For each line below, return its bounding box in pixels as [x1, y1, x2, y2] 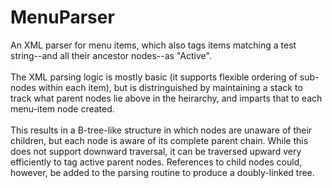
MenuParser [10, 6, 115, 29]
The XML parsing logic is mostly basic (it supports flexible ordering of [10, 71, 298, 83]
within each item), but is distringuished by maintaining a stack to [38, 81, 303, 93]
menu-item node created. [10, 102, 115, 115]
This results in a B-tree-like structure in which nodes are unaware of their [10, 124, 313, 136]
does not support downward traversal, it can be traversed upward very [10, 145, 302, 157]
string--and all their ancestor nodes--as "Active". [10, 49, 212, 61]
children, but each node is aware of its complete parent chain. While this [10, 134, 309, 146]
